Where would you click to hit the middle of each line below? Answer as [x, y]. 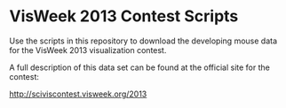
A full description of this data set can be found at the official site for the [140, 67]
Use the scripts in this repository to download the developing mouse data [143, 41]
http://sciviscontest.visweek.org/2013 [78, 94]
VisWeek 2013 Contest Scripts [124, 16]
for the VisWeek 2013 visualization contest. [88, 50]
